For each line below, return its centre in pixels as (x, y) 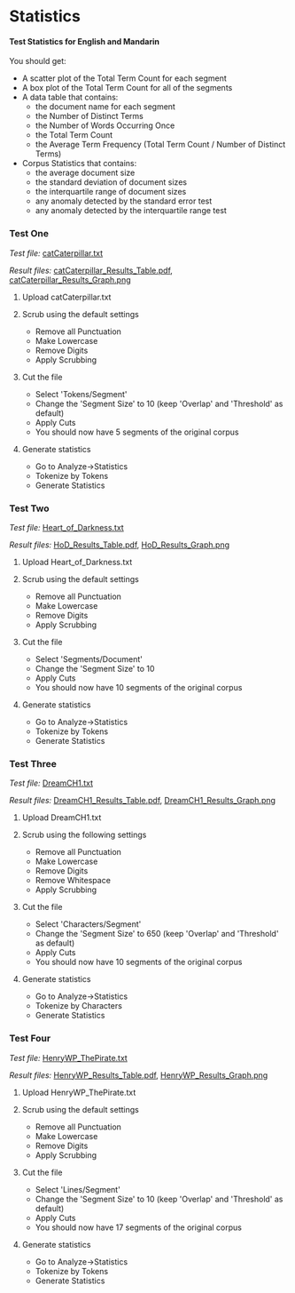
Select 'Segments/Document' (89, 658)
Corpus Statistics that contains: (79, 164)
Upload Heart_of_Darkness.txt (77, 562)
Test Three (33, 763)
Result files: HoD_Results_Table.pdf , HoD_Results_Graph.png (120, 545)
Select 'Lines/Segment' (78, 1189)
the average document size (85, 173)
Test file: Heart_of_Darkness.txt (66, 527)
